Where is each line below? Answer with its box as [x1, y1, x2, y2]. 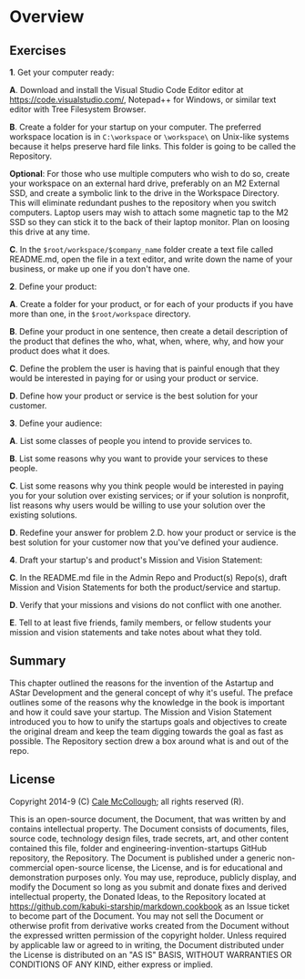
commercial [9, 861, 54, 872]
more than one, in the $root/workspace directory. [9, 308, 191, 319]
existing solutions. [9, 510, 77, 520]
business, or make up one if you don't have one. [9, 263, 190, 274]
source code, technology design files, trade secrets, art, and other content [9, 832, 290, 844]
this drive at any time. [9, 226, 91, 237]
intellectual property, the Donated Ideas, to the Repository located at [9, 891, 267, 902]
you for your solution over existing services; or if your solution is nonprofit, [9, 490, 290, 500]
